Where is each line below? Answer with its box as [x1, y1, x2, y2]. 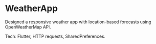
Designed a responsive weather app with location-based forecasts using [5, 19, 152, 25]
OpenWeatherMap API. [5, 24, 51, 29]
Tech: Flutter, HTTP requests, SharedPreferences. [5, 33, 106, 39]
